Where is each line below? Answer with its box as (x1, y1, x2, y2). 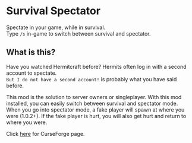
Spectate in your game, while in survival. (6, 24, 106, 31)
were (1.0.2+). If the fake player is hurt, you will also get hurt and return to (6, 112, 187, 119)
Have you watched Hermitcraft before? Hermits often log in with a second (6, 63, 187, 70)
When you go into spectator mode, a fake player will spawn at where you (6, 106, 185, 113)
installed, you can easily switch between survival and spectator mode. (6, 100, 178, 107)
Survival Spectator (6, 4, 101, 18)
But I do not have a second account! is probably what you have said (6, 75, 177, 82)
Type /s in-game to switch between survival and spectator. (6, 30, 151, 37)
